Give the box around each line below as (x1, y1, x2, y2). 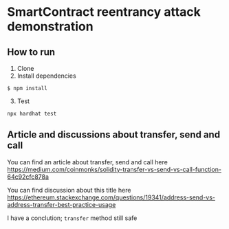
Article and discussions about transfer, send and (7, 129, 221, 141)
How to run (7, 46, 56, 58)
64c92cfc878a (7, 173, 50, 181)
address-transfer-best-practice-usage (7, 200, 116, 208)
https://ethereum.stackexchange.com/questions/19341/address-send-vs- (7, 193, 215, 201)
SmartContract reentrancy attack (7, 4, 201, 20)
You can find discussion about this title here (7, 186, 131, 194)
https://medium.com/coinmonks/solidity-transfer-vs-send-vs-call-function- (7, 165, 222, 173)
